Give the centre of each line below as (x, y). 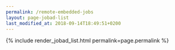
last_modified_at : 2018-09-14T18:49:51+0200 (63, 23)
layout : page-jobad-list (37, 18)
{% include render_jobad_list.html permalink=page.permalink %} (87, 41)
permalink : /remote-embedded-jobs (50, 12)
